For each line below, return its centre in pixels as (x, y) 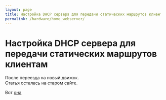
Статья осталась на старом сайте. (41, 83)
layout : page (19, 10)
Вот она (13, 93)
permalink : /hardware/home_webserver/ (45, 19)
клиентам (26, 64)
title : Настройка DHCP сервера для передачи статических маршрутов (76, 14)
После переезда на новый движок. (42, 78)
